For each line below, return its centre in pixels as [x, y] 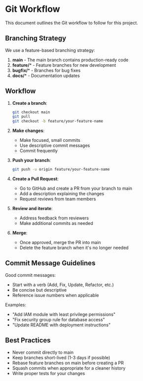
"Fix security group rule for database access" [58, 319]
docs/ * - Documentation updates [46, 76]
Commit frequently [39, 151]
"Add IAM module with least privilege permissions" [64, 314]
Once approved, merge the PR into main [60, 243]
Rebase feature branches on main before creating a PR [68, 363]
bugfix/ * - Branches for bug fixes [46, 70]
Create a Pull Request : [36, 179]
